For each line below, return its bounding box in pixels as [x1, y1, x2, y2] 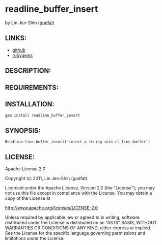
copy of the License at [5, 195, 51, 201]
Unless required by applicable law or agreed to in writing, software [5, 214, 140, 220]
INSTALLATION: [5, 100, 55, 108]
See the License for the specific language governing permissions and [5, 230, 146, 236]
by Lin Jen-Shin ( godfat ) [5, 20, 55, 26]
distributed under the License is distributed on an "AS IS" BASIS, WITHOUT [5, 219, 157, 225]
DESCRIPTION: [5, 66, 52, 75]
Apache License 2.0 [5, 166, 46, 172]
